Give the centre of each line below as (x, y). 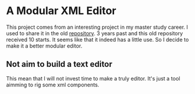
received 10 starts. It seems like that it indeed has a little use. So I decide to (97, 39)
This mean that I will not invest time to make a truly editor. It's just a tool (93, 78)
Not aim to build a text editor (59, 64)
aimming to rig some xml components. (53, 85)
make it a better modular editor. (44, 46)
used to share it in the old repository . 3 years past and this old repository (95, 33)
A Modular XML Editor (61, 11)
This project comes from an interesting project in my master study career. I (97, 27)
